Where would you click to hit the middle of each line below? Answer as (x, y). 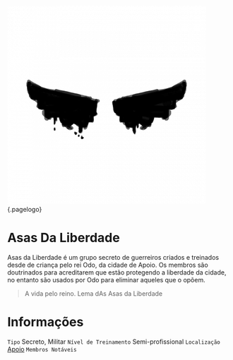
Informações (46, 322)
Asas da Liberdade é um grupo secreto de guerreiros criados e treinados (113, 257)
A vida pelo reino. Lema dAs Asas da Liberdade (94, 293)
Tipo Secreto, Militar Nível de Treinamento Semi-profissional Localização (114, 342)
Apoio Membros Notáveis (42, 349)
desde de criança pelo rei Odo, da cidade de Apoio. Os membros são (108, 265)
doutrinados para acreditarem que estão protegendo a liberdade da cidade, (117, 272)
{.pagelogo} (25, 209)
